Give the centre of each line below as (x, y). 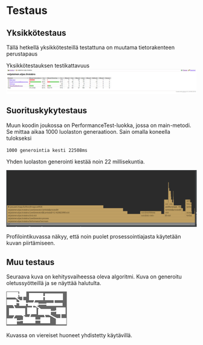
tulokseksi (19, 138)
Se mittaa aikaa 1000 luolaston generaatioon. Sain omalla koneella (88, 131)
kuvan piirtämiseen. (31, 243)
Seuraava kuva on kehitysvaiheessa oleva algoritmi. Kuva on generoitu (94, 277)
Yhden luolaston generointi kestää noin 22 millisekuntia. (76, 162)
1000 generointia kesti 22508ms (47, 150)
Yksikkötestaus (36, 33)
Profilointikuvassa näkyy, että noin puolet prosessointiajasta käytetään (94, 237)
